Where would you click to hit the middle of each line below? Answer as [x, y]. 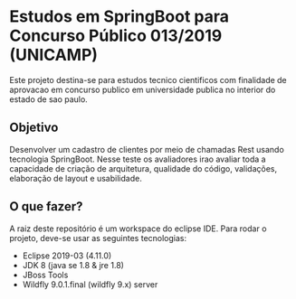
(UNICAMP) [53, 55]
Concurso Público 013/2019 [116, 36]
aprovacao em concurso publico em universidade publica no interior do [143, 89]
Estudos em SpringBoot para [119, 17]
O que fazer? [46, 206]
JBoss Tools [45, 275]
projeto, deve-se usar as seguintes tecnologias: [98, 238]
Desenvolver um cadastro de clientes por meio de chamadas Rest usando [147, 149]
